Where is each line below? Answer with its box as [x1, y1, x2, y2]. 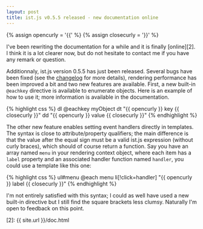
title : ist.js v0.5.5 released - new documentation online [6, 15, 159, 21]
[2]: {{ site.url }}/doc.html [6, 216, 70, 224]
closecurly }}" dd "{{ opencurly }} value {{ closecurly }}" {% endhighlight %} [6, 111, 198, 119]
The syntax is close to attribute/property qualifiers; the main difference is [6, 130, 189, 137]
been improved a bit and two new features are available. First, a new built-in [6, 80, 196, 88]
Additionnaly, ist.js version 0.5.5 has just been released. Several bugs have [6, 67, 193, 75]
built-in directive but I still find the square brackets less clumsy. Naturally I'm [6, 198, 197, 205]
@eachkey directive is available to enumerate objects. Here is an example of [6, 87, 193, 94]
